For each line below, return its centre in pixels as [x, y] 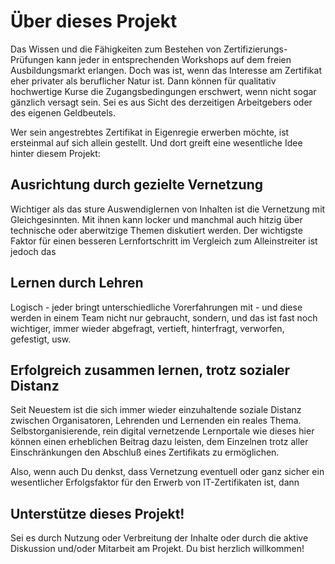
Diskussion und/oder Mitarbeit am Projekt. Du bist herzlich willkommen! [157, 549]
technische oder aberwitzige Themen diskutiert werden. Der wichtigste [156, 230]
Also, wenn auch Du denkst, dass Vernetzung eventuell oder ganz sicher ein [167, 472]
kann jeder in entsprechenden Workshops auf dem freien [174, 59]
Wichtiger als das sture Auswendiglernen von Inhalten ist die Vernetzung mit [168, 209]
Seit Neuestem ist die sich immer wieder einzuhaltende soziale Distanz [156, 410]
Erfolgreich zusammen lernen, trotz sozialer [150, 370]
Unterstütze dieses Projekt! [97, 513]
